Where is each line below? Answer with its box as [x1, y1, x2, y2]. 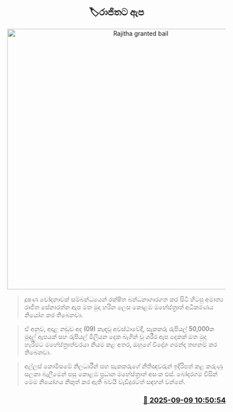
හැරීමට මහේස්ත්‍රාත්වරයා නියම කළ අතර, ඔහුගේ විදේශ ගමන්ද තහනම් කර [24, 340, 218, 348]
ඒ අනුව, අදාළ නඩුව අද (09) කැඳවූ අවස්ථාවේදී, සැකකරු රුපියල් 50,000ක [24, 324, 215, 333]
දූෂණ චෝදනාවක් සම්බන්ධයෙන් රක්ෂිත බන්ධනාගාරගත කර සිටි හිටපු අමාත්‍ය [24, 295, 224, 303]
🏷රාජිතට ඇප [89, 6, 144, 18]
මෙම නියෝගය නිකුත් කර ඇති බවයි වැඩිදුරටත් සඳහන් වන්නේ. [24, 377, 186, 386]
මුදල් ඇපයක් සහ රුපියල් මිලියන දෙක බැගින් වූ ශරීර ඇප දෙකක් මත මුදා [24, 332, 207, 340]
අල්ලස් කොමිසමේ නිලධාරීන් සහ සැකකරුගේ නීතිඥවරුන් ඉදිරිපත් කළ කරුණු [24, 361, 223, 370]
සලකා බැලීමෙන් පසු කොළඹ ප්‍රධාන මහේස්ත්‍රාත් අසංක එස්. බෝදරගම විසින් [24, 370, 218, 378]
